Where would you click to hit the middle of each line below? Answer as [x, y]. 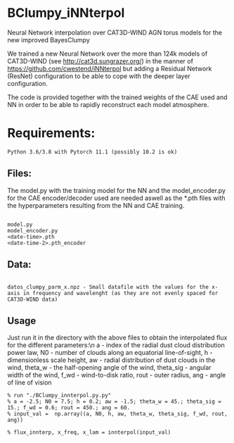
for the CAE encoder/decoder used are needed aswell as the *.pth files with [117, 198]
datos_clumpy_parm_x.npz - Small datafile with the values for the [108, 287]
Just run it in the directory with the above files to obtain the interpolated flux [117, 338]
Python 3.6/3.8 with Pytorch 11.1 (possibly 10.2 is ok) [92, 152]
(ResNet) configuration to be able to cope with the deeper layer [99, 76]
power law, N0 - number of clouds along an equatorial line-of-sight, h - [110, 353]
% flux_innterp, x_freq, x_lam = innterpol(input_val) [89, 432]
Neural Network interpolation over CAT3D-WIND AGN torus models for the [115, 32]
